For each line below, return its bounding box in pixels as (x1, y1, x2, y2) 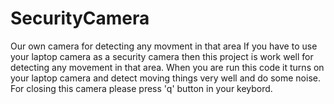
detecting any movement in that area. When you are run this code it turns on (10, 61, 325, 73)
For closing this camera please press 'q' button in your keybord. (10, 82, 273, 94)
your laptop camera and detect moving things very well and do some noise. (10, 72, 321, 84)
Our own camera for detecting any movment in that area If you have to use (10, 40, 318, 52)
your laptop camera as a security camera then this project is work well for (10, 50, 314, 62)
